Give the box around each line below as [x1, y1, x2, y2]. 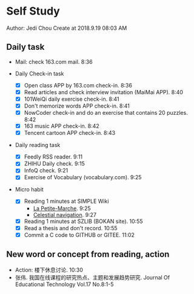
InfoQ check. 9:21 [24, 167, 69, 174]
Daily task [6, 42, 45, 52]
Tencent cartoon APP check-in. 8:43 [24, 129, 116, 137]
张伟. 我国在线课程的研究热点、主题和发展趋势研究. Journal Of [15, 273, 170, 281]
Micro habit [15, 186, 44, 193]
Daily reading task [15, 142, 61, 149]
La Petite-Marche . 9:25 [33, 205, 91, 212]
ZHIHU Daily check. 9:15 [24, 160, 85, 168]
